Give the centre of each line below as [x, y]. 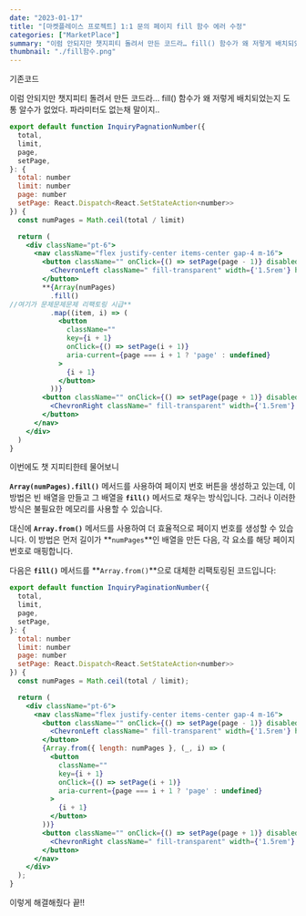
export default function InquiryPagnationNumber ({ [107, 127]
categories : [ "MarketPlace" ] [65, 35]
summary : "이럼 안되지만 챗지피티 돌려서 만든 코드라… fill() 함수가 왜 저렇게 [140, 43]
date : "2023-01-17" [46, 18]
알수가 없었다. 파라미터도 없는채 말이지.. [89, 109]
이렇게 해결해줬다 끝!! [47, 902]
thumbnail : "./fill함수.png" [63, 52]
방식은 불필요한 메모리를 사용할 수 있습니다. [86, 509]
